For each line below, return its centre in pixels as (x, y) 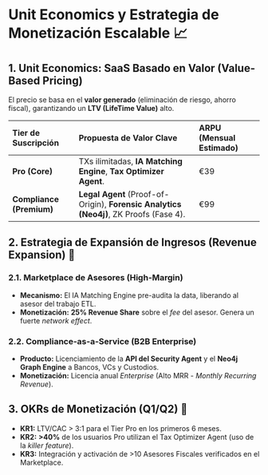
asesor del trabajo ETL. (58, 303)
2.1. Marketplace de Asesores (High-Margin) (96, 278)
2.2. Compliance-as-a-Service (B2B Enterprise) (102, 341)
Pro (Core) (33, 171)
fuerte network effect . (56, 320)
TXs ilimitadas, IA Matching (131, 161)
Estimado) (219, 148)
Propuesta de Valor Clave (128, 138)
